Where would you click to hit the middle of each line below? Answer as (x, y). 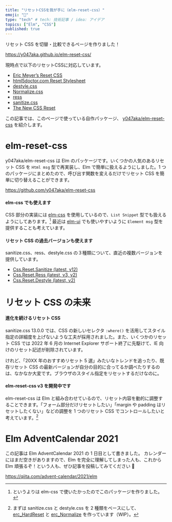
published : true (23, 29)
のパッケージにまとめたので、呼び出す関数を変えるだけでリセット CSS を (83, 173)
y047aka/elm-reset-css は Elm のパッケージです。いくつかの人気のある (80, 161)
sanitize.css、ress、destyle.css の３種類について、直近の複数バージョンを (84, 253)
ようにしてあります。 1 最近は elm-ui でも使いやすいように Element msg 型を (84, 221)
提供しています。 (23, 259)
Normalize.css (28, 92)
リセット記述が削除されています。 (50, 350)
